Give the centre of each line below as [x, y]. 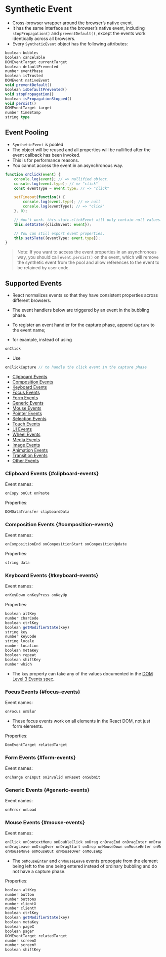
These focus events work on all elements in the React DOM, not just [81, 721]
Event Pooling [27, 133]
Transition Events [30, 455]
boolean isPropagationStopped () [38, 99]
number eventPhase [24, 71]
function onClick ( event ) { [33, 174]
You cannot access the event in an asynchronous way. [68, 165]
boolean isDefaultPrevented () [36, 89]
